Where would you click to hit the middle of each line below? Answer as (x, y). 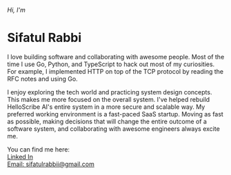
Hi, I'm (16, 10)
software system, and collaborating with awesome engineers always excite (114, 128)
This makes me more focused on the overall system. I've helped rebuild (109, 99)
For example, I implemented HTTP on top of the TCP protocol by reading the (115, 71)
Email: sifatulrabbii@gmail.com (51, 164)
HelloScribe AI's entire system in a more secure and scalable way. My (106, 107)
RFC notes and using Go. (42, 79)
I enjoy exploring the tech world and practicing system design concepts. (110, 92)
